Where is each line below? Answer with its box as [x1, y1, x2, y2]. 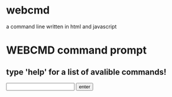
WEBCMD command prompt [6, 44, 147, 57]
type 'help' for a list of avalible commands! [6, 67, 167, 77]
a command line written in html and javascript [6, 23, 117, 30]
